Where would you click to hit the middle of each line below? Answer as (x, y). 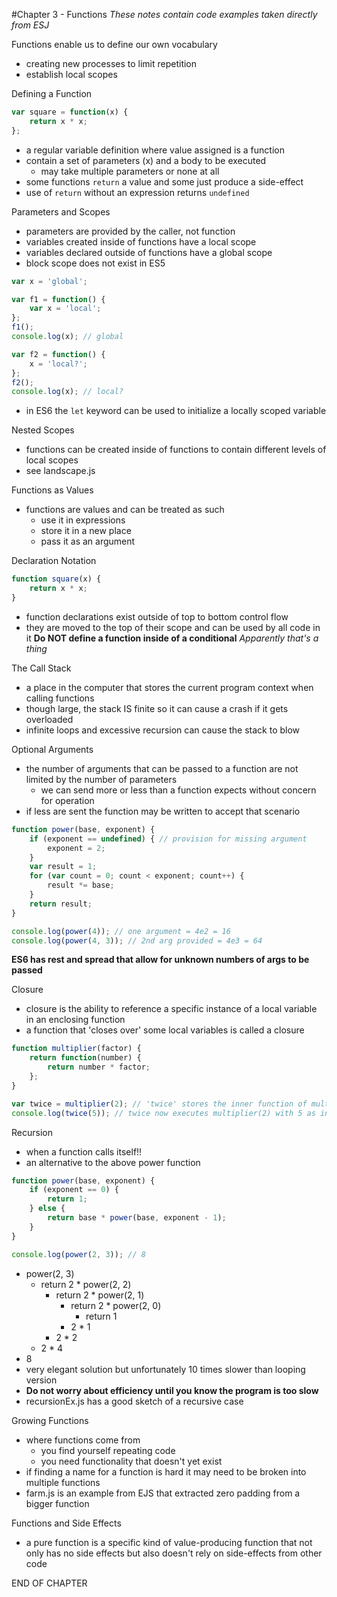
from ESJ (30, 25)
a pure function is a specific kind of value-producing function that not (169, 1542)
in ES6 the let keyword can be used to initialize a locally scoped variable (176, 411)
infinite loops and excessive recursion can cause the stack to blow (163, 730)
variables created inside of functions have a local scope (141, 241)
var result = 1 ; (63, 867)
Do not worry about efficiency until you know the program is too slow (172, 1390)
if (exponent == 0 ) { (74, 1190)
